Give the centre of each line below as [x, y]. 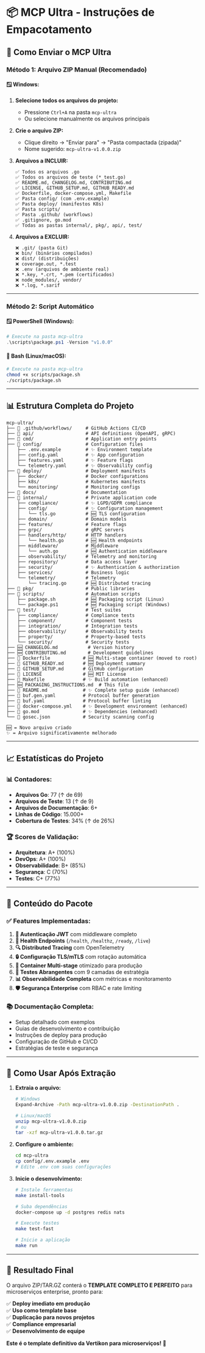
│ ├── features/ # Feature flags [67, 525]
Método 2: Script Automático [50, 306]
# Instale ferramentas [44, 1190]
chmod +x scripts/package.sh [43, 375]
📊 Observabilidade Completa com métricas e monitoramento [93, 978]
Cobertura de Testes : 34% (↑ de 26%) [65, 821]
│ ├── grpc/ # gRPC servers [65, 530]
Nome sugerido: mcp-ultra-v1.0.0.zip [73, 148]
